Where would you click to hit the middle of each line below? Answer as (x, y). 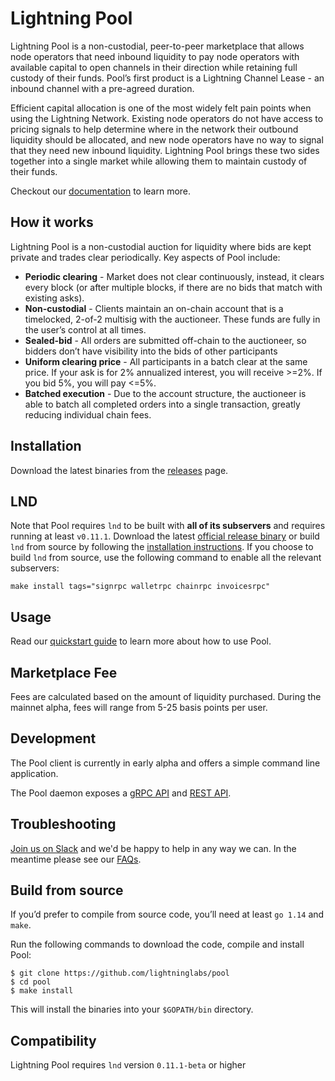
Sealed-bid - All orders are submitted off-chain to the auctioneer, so (165, 340)
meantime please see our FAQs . (76, 859)
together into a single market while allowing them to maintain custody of (159, 161)
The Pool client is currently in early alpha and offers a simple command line (165, 763)
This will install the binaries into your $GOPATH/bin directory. (132, 1009)
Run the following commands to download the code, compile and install (157, 944)
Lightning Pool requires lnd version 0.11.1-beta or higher (128, 1065)
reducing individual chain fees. (88, 414)
